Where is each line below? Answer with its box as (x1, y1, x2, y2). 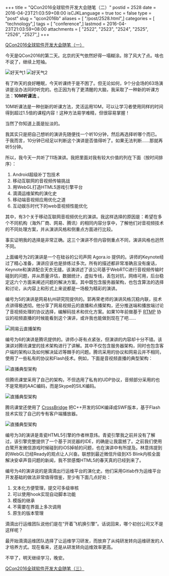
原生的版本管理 (12, 510, 44, 516)
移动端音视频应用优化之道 (12, 197, 66, 202)
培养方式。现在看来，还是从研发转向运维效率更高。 (9, 544, 116, 550)
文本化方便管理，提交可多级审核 (12, 485, 79, 491)
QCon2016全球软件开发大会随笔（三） (5, 565, 84, 571)
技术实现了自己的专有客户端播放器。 (5, 411, 80, 416)
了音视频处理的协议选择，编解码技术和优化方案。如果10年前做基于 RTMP (5, 309, 156, 315)
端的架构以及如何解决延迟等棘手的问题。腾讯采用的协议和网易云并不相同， (9, 349, 164, 355)
